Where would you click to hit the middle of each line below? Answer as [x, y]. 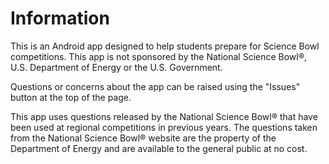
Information [60, 18]
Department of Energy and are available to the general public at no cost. [159, 148]
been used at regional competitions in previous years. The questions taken [164, 127]
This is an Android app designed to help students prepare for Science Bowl [165, 46]
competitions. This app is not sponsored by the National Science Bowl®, [159, 56]
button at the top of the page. [71, 97]
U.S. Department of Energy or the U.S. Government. [116, 67]
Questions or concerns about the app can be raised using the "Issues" [155, 86]
